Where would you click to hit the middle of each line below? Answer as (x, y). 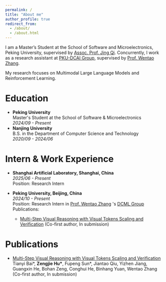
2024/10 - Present (31, 198)
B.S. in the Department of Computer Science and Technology (75, 133)
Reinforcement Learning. (31, 78)
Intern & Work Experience (59, 159)
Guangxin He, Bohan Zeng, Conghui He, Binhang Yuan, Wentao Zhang (85, 268)
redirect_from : (21, 24)
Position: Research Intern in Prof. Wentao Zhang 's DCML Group (78, 203)
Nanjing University (32, 128)
